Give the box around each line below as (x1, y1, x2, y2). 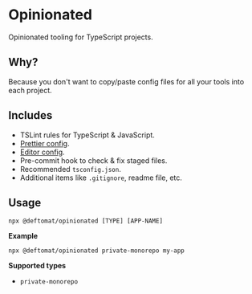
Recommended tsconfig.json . (19, 164, 122, 174)
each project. (8, 85, 52, 95)
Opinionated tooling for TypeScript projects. (8, 32, 154, 42)
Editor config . (19, 147, 66, 157)
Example (8, 231, 39, 241)
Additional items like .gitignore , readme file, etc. (19, 173, 183, 182)
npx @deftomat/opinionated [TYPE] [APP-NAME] (8, 217, 163, 226)
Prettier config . (19, 138, 70, 148)
